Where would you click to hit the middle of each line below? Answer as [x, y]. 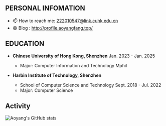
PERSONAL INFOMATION [45, 8]
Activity [18, 106]
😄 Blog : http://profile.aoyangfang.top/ [52, 28]
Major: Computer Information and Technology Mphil [73, 65]
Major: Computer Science [46, 90]
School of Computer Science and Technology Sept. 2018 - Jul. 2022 [91, 85]
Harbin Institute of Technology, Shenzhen [57, 75]
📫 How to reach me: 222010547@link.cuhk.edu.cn [65, 21]
